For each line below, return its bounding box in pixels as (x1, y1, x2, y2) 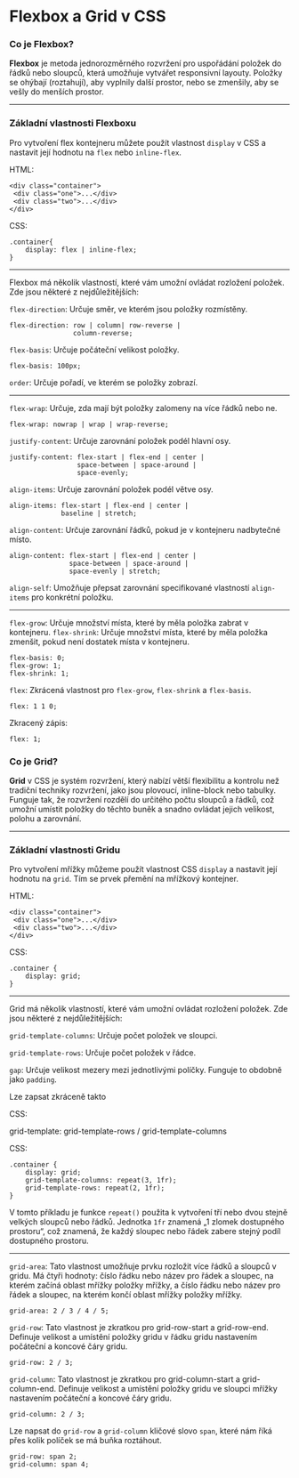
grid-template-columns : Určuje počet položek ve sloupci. (9, 1030, 218, 1041)
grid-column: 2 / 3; (9, 1410, 86, 1419)
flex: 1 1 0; (9, 701, 58, 711)
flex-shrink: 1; (9, 669, 69, 678)
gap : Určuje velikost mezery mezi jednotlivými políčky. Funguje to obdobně (9, 1065, 282, 1076)
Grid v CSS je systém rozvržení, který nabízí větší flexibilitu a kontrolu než (9, 776, 280, 787)
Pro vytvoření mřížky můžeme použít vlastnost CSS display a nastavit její (9, 864, 278, 875)
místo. (9, 534, 32, 545)
